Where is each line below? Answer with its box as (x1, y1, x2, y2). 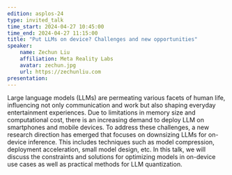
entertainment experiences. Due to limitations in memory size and (7, 108, 196, 117)
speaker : (7, 42, 33, 49)
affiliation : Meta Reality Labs (20, 56, 114, 62)
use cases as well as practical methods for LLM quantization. (7, 160, 183, 169)
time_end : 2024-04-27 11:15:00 (7, 29, 98, 37)
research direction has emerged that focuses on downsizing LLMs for (7, 131, 207, 139)
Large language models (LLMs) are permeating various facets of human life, (7, 94, 226, 102)
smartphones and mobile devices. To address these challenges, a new (7, 123, 210, 132)
